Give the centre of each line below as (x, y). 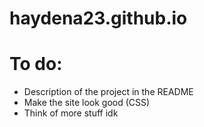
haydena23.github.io (98, 18)
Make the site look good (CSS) (87, 103)
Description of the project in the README (108, 92)
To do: (36, 64)
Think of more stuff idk (71, 113)
